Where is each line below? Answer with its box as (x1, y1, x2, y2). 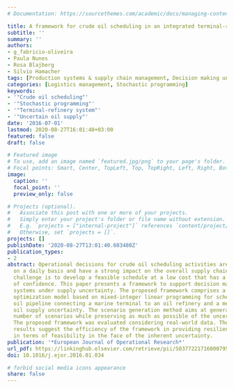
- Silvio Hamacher (7, 67, 61, 75)
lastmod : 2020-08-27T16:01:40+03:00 (7, 126, 114, 133)
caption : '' (13, 177, 49, 184)
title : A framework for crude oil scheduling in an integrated (7, 22, 195, 30)
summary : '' (7, 35, 42, 42)
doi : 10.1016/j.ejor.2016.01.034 (7, 352, 104, 359)
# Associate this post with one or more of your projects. (7, 209, 189, 216)
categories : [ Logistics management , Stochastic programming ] (7, 81, 189, 88)
